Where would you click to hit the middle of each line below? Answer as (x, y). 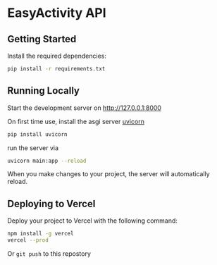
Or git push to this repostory (49, 254)
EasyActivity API (57, 13)
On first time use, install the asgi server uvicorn (76, 121)
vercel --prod (28, 240)
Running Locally (43, 91)
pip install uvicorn (38, 134)
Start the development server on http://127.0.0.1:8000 (85, 108)
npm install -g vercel (41, 234)
